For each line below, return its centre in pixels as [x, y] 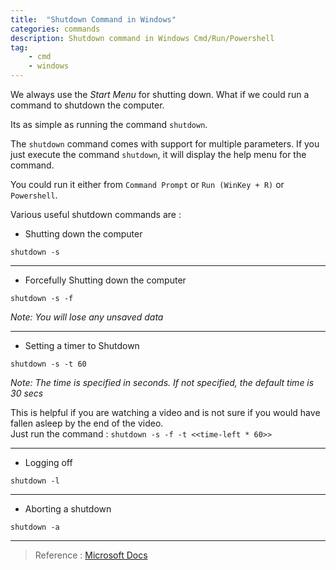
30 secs [27, 393]
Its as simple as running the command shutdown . [109, 124]
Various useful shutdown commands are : [96, 214]
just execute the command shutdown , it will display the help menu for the [158, 154]
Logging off [48, 462]
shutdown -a [35, 527]
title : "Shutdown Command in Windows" [93, 19]
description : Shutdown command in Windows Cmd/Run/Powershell [142, 38]
